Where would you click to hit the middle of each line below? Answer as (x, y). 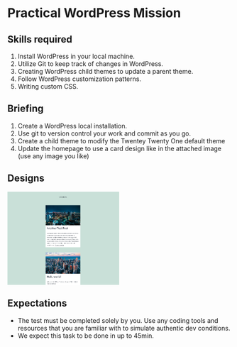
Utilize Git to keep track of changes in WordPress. (90, 64)
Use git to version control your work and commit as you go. (104, 133)
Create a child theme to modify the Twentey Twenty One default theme (121, 141)
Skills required (40, 39)
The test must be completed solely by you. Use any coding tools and (118, 320)
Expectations (37, 303)
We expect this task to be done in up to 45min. (86, 336)
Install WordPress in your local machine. (76, 56)
